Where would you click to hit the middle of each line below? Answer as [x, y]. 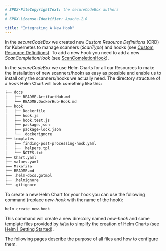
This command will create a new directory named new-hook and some [78, 218]
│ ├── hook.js [22, 116]
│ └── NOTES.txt [24, 153]
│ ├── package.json [28, 125]
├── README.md [20, 171]
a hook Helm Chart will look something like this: [54, 84]
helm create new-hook [28, 209]
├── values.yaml [22, 162]
